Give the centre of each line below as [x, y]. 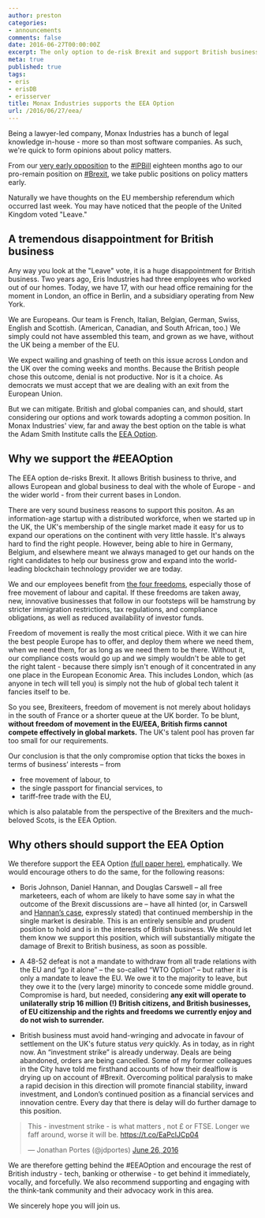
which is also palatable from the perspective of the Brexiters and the [119, 811]
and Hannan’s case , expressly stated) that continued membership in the [136, 912]
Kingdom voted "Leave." [48, 214]
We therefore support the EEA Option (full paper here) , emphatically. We [125, 864]
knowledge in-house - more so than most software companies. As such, [125, 142]
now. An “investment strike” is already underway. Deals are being [125, 1052]
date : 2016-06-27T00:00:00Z [54, 45]
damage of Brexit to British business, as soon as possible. [113, 946]
